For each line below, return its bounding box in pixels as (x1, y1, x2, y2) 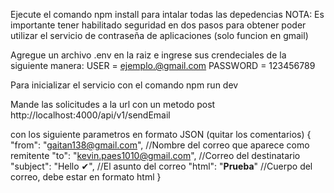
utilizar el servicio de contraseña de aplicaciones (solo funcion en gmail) (10, 30, 309, 41)
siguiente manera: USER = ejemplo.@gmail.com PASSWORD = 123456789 (10, 60, 316, 71)
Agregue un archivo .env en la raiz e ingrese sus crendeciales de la (10, 49, 287, 61)
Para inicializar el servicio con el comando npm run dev (10, 79, 239, 91)
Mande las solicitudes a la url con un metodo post (10, 99, 216, 110)
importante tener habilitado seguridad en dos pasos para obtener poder (10, 19, 307, 31)
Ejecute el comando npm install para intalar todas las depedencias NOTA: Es (10, 9, 325, 20)
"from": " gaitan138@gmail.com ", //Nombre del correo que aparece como (10, 139, 310, 151)
